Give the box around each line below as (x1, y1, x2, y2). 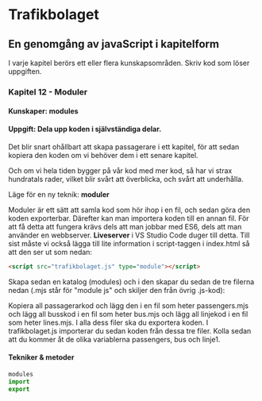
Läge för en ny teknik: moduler (8, 189, 110, 199)
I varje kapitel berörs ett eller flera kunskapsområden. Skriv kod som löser (8, 58, 250, 67)
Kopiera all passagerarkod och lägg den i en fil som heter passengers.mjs (8, 300, 249, 310)
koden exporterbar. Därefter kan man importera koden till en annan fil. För (8, 213, 249, 223)
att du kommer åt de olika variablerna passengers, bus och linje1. (8, 334, 221, 344)
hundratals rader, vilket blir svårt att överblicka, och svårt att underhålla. (8, 174, 244, 183)
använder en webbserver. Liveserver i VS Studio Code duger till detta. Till (8, 230, 250, 240)
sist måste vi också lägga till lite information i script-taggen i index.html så (8, 238, 250, 248)
